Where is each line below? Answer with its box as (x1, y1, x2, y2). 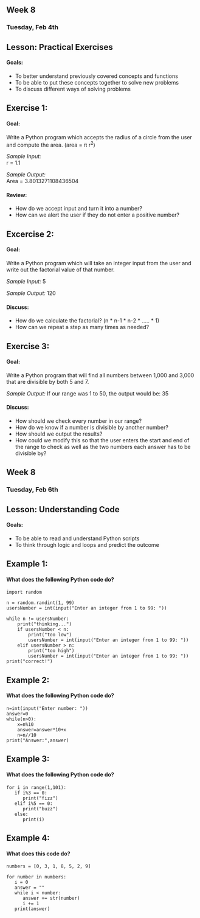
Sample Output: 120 (6, 289, 56, 297)
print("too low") (28, 632, 72, 638)
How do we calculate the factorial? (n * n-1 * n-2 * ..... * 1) (15, 317, 160, 324)
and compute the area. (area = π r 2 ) (6, 140, 95, 148)
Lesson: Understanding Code (6, 504, 120, 515)
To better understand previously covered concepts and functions (15, 72, 178, 80)
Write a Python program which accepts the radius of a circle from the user (6, 133, 193, 141)
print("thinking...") (17, 621, 72, 627)
